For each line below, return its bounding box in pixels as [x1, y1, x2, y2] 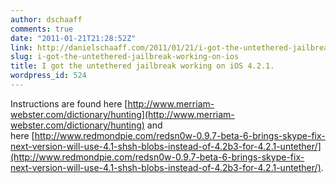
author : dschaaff [10, 14, 83, 25]
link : [10, 42, 33, 53]
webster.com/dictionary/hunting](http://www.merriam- [10, 108, 235, 120]
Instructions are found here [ [10, 97, 128, 110]
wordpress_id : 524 [10, 71, 87, 81]
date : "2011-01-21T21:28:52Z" [10, 33, 137, 43]
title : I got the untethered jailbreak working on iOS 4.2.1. [10, 61, 275, 71]
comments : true [10, 24, 74, 34]
